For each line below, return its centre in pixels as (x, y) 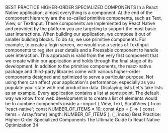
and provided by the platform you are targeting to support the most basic (81, 29)
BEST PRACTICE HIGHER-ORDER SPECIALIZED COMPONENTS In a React (82, 7)
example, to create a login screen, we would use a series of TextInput (77, 45)
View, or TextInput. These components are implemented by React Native (80, 23)
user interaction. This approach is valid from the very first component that (82, 55)
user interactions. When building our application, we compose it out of (78, 34)
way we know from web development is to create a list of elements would (81, 98)
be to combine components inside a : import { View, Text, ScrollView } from (83, 104)
